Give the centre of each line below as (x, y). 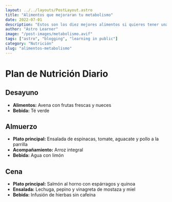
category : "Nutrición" (29, 44)
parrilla (20, 144)
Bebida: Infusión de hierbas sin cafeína (54, 195)
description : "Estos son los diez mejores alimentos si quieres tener (82, 24)
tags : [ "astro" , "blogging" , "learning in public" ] (61, 39)
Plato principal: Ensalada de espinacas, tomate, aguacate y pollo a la (86, 139)
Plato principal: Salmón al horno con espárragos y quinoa (74, 184)
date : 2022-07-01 (24, 20)
